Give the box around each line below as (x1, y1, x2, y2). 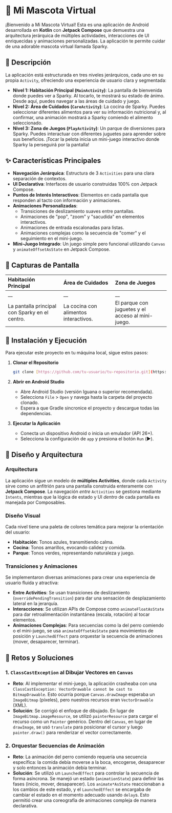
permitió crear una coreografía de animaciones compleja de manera (12, 797, 157, 803)
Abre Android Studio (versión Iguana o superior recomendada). (20, 389, 154, 395)
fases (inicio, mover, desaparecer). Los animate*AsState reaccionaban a (12, 781, 165, 787)
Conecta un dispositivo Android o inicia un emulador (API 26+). (20, 430, 154, 437)
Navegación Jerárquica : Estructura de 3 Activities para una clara (12, 170, 155, 176)
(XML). (12, 702, 28, 709)
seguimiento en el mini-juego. (20, 235, 83, 241)
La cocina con (63, 303, 97, 310)
